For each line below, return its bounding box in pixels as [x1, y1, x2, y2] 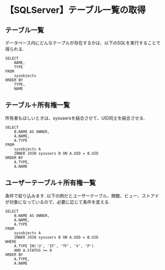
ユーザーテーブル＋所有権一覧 [5, 179, 96, 187]
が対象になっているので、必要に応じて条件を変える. [5, 199, 110, 205]
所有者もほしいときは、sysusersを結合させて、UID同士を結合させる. [5, 115, 145, 121]
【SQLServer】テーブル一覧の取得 [5, 4, 146, 16]
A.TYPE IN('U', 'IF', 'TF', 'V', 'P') [14, 243, 94, 248]
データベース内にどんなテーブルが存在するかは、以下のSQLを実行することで [5, 40, 161, 46]
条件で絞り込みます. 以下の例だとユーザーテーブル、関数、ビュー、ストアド [5, 193, 160, 199]
